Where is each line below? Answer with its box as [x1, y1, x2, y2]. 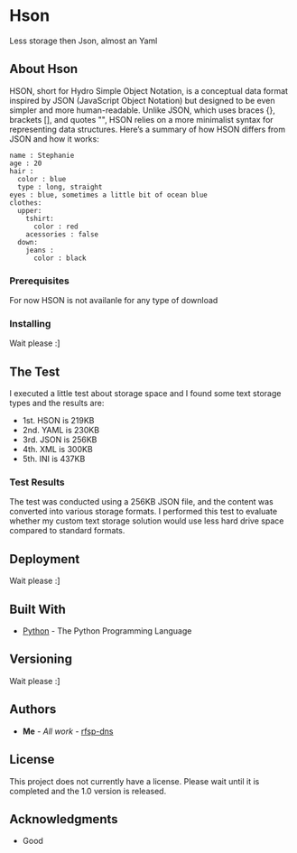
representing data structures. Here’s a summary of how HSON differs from [9, 124, 286, 134]
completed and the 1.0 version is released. [9, 785, 167, 796]
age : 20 [9, 159, 42, 168]
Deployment [9, 552, 80, 567]
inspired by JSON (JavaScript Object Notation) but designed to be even [9, 95, 275, 106]
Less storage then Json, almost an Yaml [9, 35, 158, 46]
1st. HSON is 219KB [22, 415, 95, 426]
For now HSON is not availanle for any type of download [9, 295, 218, 306]
